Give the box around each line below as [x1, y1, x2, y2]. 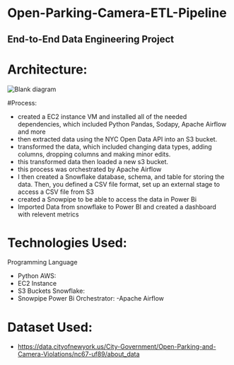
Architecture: [7, 62, 88, 77]
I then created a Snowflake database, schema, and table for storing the [17, 172, 225, 181]
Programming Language [7, 258, 78, 267]
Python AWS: [17, 272, 57, 280]
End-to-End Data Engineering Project [7, 33, 175, 45]
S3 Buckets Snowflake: [17, 286, 85, 295]
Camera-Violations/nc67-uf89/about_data [17, 350, 140, 359]
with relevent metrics [17, 210, 79, 219]
